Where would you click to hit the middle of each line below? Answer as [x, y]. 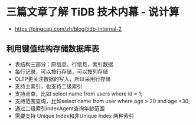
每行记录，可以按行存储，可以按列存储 [61, 71]
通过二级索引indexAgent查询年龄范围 [60, 108]
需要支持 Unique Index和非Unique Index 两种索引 [74, 116]
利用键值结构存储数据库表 [53, 49]
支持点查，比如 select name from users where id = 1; [79, 93]
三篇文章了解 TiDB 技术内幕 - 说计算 [93, 12]
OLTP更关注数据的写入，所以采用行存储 [63, 79]
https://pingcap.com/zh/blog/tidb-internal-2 [68, 29]
